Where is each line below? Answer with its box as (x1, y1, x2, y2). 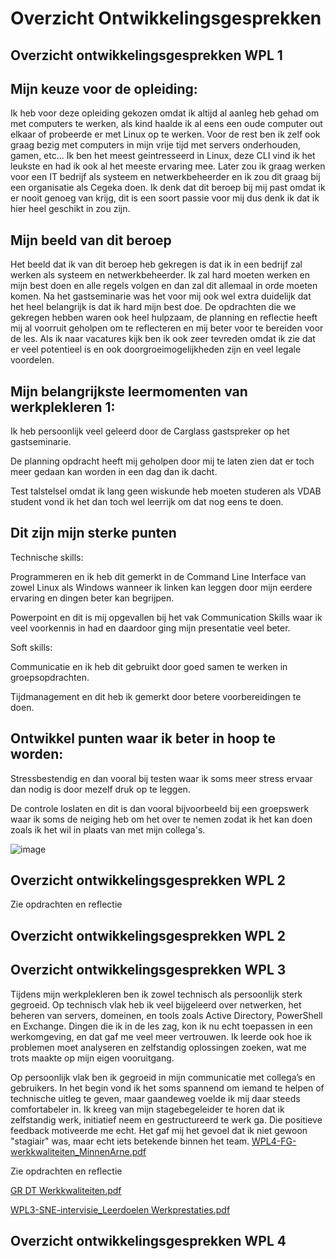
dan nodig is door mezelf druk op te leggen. (10, 783, 191, 795)
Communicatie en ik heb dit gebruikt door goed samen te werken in (10, 660, 288, 672)
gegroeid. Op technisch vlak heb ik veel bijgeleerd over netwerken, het (10, 998, 302, 1011)
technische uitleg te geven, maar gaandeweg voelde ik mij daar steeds (10, 1092, 301, 1104)
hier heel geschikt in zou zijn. (10, 203, 131, 215)
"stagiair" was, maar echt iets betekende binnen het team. (10, 1135, 250, 1147)
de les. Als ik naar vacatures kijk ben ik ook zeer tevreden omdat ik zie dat (10, 333, 316, 345)
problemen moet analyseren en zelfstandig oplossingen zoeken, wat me (10, 1041, 307, 1053)
